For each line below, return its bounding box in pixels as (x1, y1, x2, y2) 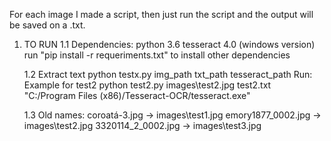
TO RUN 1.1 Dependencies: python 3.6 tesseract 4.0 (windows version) (23, 39, 316, 50)
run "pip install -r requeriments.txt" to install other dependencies (23, 49, 291, 61)
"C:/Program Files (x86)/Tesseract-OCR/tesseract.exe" (23, 90, 251, 101)
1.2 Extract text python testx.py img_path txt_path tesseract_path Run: (23, 69, 313, 80)
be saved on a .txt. (9, 19, 86, 31)
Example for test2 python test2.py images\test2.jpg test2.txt (23, 79, 272, 91)
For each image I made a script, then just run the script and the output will (9, 9, 314, 20)
